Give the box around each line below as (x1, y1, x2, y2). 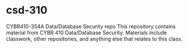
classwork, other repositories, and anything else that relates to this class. (6, 35, 183, 42)
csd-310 (6, 4, 48, 17)
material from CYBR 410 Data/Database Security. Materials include (6, 29, 167, 36)
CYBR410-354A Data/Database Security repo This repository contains (6, 23, 176, 30)
